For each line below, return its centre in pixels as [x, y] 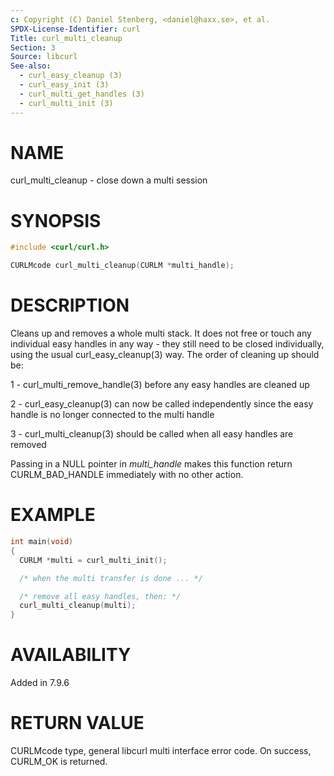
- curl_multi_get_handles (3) [82, 94]
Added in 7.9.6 [40, 683]
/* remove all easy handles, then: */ [100, 596]
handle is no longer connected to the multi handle [112, 415]
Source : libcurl [44, 57]
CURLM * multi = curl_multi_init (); [93, 560]
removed [28, 445]
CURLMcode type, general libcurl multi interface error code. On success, [161, 750]
